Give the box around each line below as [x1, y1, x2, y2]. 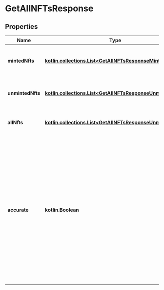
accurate [7, 206, 29, 213]
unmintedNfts [7, 90, 41, 96]
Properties [5, 22, 38, 31]
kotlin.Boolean [44, 206, 79, 213]
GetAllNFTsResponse [5, 3, 94, 14]
